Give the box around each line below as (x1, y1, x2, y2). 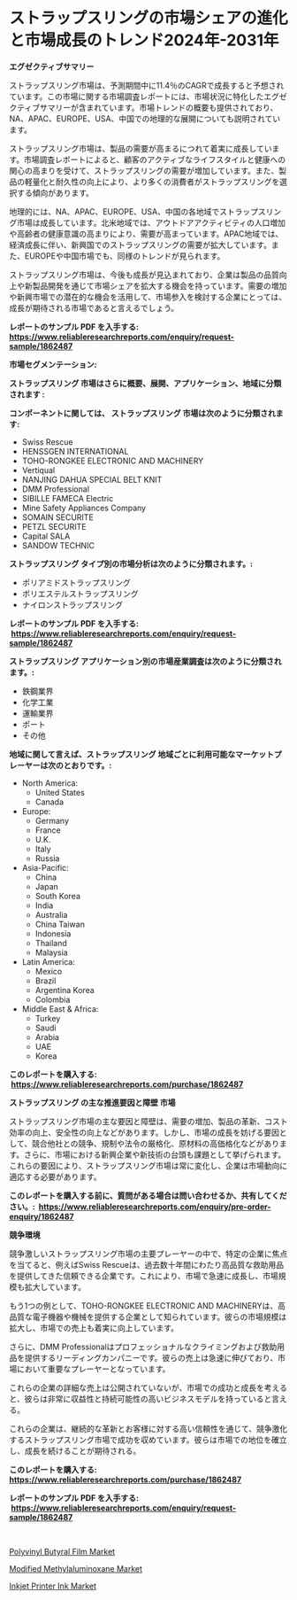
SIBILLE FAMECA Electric (21, 493, 114, 503)
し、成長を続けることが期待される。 (9, 1445, 141, 1456)
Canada (34, 796, 65, 807)
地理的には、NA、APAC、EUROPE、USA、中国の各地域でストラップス (9, 206, 267, 217)
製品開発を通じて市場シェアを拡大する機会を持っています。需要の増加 (32, 280, 287, 291)
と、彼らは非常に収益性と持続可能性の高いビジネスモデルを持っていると (9, 1393, 272, 1404)
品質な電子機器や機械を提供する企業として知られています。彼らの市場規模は (9, 1311, 287, 1322)
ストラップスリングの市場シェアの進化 (9, 8, 289, 28)
